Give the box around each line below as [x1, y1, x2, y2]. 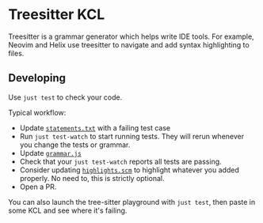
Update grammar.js [19, 148, 82, 157]
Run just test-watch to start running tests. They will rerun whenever [19, 131, 245, 141]
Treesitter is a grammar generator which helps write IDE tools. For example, [8, 32, 255, 41]
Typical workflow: [8, 108, 67, 117]
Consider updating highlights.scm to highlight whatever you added [19, 164, 239, 175]
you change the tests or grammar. [19, 140, 131, 149]
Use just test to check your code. [8, 93, 123, 102]
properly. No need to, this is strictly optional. [19, 173, 165, 183]
